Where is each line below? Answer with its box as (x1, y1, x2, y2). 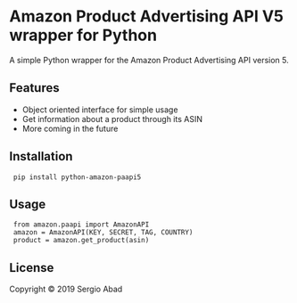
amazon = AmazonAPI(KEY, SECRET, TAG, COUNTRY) (12, 228, 194, 237)
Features (9, 80, 60, 95)
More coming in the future (21, 123, 119, 134)
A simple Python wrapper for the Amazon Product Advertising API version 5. (9, 54, 290, 65)
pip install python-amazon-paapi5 (12, 172, 142, 182)
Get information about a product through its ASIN (21, 113, 203, 124)
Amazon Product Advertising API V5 (9, 6, 284, 27)
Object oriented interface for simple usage (21, 104, 178, 115)
